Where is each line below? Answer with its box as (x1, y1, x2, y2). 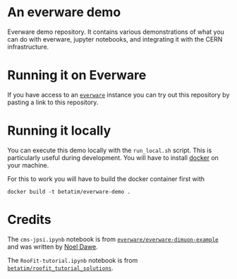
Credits (7, 212, 51, 228)
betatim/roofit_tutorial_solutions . (7, 263, 114, 272)
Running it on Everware (7, 68, 147, 83)
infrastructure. (7, 42, 49, 51)
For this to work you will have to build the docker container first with (7, 174, 205, 183)
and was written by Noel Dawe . (7, 242, 98, 251)
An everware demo (7, 4, 121, 20)
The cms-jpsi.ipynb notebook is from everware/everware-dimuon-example (7, 235, 219, 243)
